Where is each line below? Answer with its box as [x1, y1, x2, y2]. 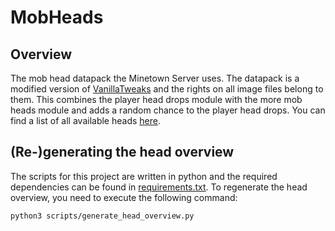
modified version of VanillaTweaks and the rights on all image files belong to [10, 83, 324, 95]
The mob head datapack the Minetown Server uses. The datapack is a [10, 72, 300, 84]
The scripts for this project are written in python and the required [10, 170, 278, 182]
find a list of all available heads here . [10, 115, 161, 126]
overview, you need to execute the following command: [10, 191, 238, 203]
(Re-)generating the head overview [10, 144, 235, 161]
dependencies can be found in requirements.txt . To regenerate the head [10, 181, 308, 193]
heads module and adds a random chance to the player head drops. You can [10, 104, 326, 116]
